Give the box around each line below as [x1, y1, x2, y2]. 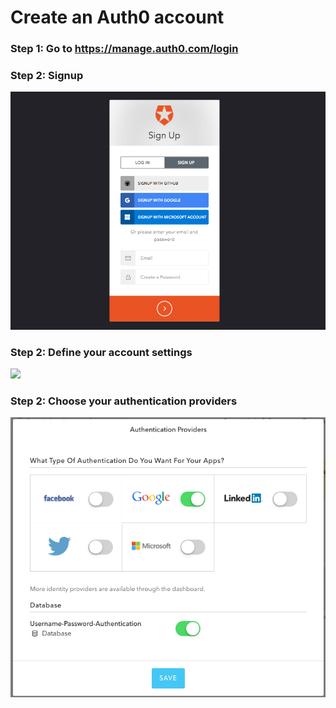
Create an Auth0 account [10, 6, 225, 29]
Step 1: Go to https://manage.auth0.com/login [10, 42, 239, 56]
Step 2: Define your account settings [10, 345, 193, 359]
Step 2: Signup [10, 69, 84, 83]
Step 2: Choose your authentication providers [10, 394, 238, 408]
